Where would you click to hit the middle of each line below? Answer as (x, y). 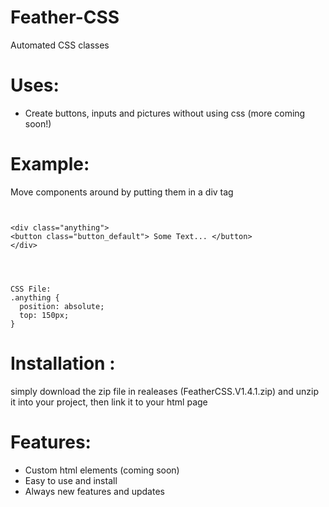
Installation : (63, 363)
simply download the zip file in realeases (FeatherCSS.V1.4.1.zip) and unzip (164, 391)
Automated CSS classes (60, 45)
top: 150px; (44, 315)
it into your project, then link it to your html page (109, 402)
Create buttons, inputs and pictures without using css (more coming (165, 113)
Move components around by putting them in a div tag (122, 192)
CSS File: (31, 289)
